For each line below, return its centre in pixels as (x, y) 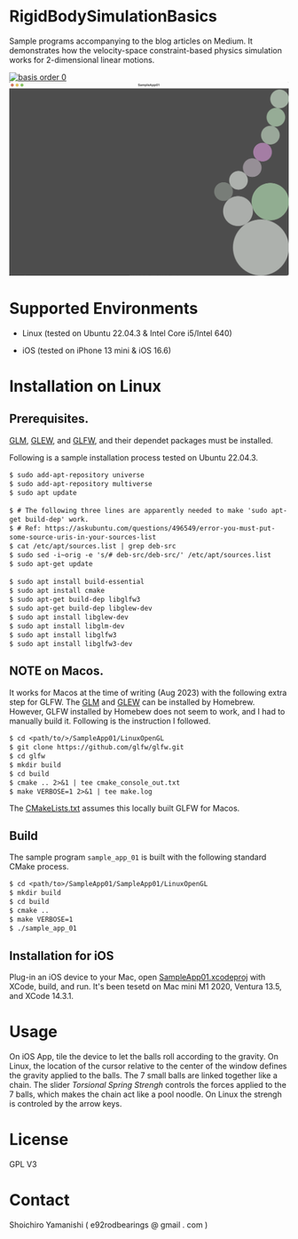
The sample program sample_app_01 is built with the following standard (138, 857)
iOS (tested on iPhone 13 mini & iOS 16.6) (96, 350)
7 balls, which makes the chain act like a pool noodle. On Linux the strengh (145, 1094)
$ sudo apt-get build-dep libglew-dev (81, 608)
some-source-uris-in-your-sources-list (83, 537)
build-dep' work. (57, 519)
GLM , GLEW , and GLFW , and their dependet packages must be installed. (141, 440)
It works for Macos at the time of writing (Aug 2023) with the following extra (148, 692)
